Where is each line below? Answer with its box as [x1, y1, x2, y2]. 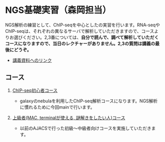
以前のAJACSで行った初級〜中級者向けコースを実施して [19, 125, 134, 131]
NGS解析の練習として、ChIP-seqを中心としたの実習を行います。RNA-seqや [5, 22, 160, 28]
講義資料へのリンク [12, 57, 52, 63]
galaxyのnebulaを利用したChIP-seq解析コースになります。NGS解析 [19, 98, 158, 104]
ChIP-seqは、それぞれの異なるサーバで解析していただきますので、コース [5, 28, 155, 34]
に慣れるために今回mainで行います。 [19, 104, 95, 110]
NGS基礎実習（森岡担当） [5, 4, 111, 16]
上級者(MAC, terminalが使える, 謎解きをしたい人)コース [12, 115, 126, 121]
